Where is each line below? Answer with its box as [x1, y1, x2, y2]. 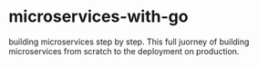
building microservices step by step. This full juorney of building [8, 36, 250, 47]
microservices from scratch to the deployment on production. [8, 45, 240, 56]
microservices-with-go [8, 6, 189, 27]
